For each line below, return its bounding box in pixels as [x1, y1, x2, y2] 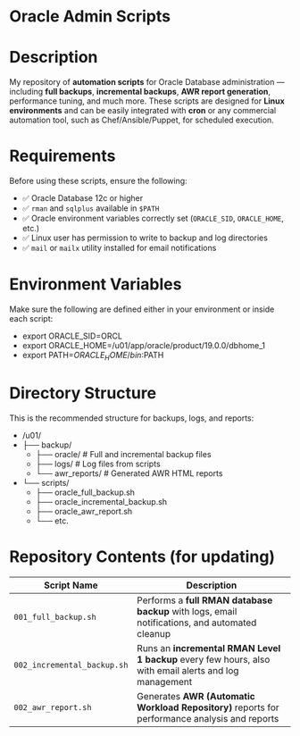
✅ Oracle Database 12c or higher [21, 193, 144, 204]
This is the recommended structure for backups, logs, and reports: [9, 413, 254, 423]
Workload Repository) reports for [137, 701, 279, 714]
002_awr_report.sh [13, 702, 92, 712]
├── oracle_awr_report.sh [35, 506, 133, 516]
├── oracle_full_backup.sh [35, 487, 136, 498]
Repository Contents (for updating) [9, 547, 275, 566]
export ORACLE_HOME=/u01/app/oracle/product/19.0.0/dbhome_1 [21, 340, 266, 350]
